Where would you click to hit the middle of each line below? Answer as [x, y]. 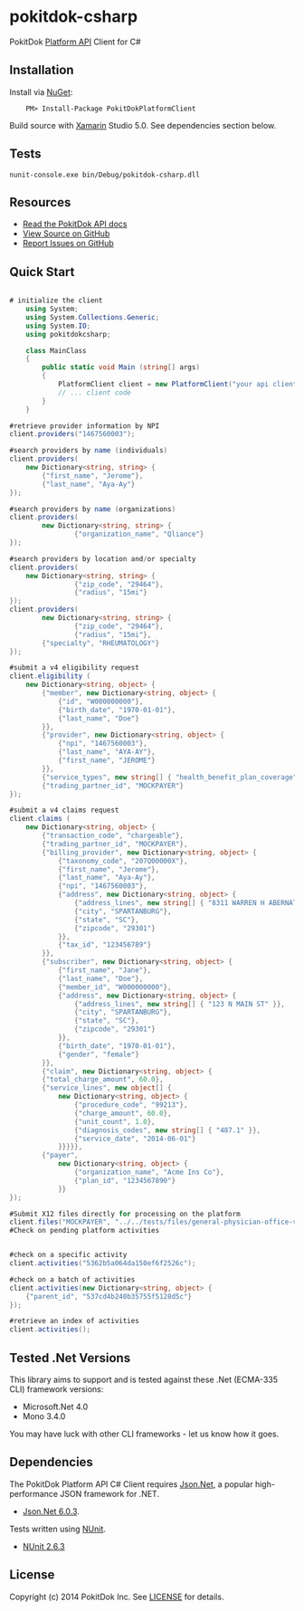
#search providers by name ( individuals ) [89, 451]
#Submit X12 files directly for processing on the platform [125, 1214]
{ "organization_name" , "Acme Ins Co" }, [149, 1173]
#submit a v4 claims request [64, 810]
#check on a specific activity [68, 1255]
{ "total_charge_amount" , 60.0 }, [103, 1080]
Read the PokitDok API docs [75, 224]
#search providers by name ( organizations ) [93, 509]
